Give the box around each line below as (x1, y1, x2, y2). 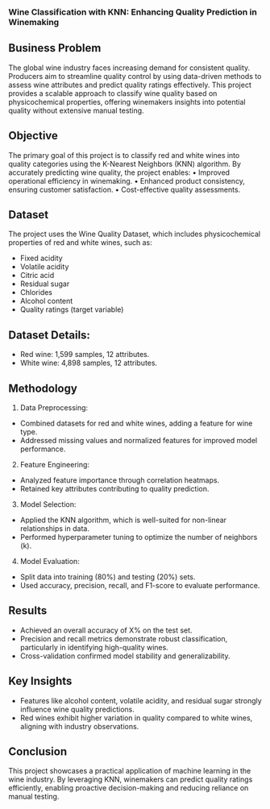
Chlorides (19, 288, 53, 297)
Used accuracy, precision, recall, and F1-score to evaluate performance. (19, 580, 260, 590)
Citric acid (19, 271, 55, 280)
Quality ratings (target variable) (19, 305, 124, 314)
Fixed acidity (19, 253, 63, 263)
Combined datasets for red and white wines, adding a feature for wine (19, 418, 253, 428)
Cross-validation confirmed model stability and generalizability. (19, 651, 231, 661)
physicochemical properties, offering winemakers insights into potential (8, 97, 246, 106)
